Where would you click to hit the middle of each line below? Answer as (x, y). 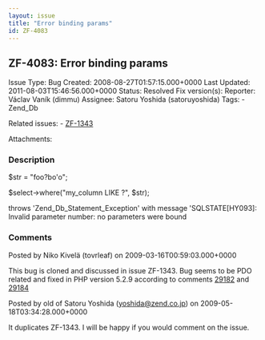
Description (32, 160)
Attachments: (30, 139)
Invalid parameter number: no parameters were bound (98, 217)
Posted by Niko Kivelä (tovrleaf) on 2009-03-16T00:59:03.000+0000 (122, 255)
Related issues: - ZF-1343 (51, 123)
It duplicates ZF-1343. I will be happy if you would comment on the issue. (129, 327)
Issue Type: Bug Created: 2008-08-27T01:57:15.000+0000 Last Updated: (129, 83)
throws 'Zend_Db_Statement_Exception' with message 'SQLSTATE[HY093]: (133, 208)
